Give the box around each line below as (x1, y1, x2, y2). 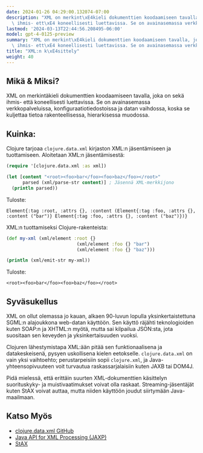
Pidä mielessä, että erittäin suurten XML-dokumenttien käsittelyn (6, 374, 167, 382)
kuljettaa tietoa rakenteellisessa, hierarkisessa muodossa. (6, 111, 150, 118)
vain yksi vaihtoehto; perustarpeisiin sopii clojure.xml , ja (6, 356, 148, 364)
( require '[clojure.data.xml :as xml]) (6, 163, 107, 169)
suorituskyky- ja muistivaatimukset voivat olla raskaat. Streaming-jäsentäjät (6, 381, 195, 388)
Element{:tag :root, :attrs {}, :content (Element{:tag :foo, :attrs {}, (6, 208, 196, 214)
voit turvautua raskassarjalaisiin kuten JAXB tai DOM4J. (55, 363, 195, 370)
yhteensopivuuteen (6, 363, 54, 370)
